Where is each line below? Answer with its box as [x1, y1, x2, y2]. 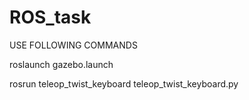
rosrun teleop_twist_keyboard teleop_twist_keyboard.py [9, 77, 239, 90]
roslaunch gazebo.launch [9, 58, 114, 70]
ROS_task [9, 6, 92, 29]
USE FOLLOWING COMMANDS [9, 39, 138, 51]
